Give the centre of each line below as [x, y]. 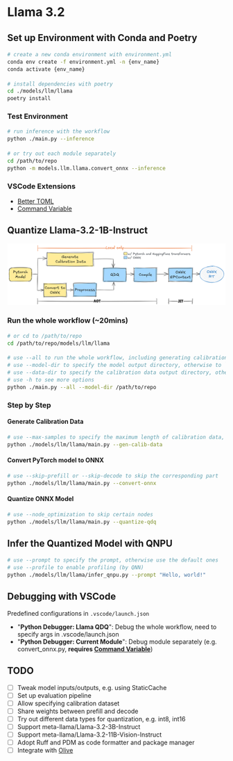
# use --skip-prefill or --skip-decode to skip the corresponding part [113, 476]
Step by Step [29, 405]
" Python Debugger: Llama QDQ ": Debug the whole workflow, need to [117, 627]
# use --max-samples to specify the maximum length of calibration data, [116, 437]
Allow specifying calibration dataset [68, 703]
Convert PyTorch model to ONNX [55, 460]
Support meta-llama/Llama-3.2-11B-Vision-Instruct [89, 735]
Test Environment [37, 117]
